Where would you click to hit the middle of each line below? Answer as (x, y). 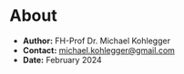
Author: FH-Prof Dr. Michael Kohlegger (97, 41)
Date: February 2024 (62, 60)
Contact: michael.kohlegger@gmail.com (99, 50)
